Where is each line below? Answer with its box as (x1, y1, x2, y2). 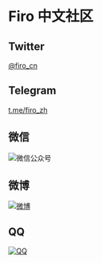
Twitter (8, 39, 45, 53)
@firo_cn (8, 61, 38, 70)
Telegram (8, 84, 57, 98)
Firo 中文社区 (8, 7, 94, 26)
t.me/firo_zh (8, 105, 48, 114)
